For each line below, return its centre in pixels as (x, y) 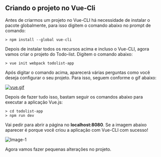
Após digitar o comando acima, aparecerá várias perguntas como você (78, 72)
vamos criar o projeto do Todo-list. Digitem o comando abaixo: (69, 54)
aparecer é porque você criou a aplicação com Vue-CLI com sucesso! (77, 130)
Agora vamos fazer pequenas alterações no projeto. (58, 149)
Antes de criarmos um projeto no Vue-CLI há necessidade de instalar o (78, 20)
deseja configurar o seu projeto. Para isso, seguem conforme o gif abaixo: (81, 78)
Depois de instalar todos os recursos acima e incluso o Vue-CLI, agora (77, 49)
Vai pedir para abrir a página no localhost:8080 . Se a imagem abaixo (76, 125)
